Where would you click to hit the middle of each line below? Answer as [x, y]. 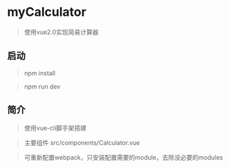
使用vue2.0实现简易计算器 [61, 32]
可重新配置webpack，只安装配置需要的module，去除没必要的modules [123, 157]
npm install [40, 73]
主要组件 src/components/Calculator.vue [82, 142]
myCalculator [47, 12]
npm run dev [42, 86]
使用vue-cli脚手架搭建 [55, 128]
